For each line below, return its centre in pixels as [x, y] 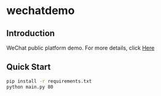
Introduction [31, 33]
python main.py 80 [30, 87]
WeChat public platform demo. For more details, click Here [80, 48]
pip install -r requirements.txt [49, 81]
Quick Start [29, 67]
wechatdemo [41, 11]
